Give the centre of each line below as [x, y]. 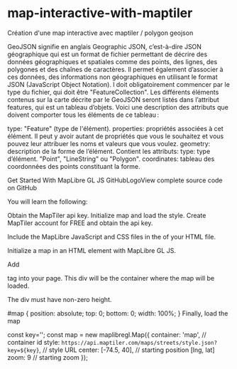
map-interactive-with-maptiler [100, 13]
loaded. [18, 286]
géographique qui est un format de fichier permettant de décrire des [108, 54]
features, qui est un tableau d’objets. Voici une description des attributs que [118, 107]
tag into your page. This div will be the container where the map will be [111, 278]
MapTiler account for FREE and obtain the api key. [80, 223]
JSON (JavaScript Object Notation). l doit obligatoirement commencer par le [119, 84]
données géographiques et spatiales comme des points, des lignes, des [112, 61]
